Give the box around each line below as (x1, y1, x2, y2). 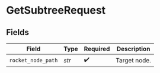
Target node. (115, 56, 151, 64)
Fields (6, 27, 30, 37)
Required (84, 45, 110, 53)
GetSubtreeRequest (6, 4, 106, 17)
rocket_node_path (9, 57, 58, 64)
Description (116, 45, 151, 53)
